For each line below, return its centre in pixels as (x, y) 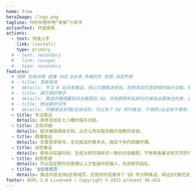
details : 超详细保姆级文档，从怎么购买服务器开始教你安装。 (80, 131)
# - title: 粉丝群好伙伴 (39, 104)
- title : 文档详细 (32, 126)
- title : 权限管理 (32, 159)
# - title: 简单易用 (34, 83)
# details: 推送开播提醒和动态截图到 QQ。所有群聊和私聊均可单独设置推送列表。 (99, 98)
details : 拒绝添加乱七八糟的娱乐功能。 (59, 121)
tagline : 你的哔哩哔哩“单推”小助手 (44, 22)
